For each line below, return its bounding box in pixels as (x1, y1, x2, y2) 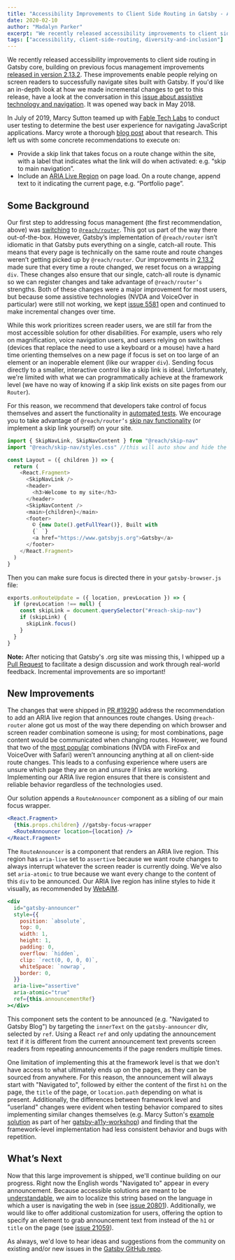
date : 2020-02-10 (7, 17, 58, 24)
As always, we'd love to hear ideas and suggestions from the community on (7, 1237, 226, 1245)
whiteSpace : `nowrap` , (20, 963, 86, 970)
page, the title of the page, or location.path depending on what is (7, 1088, 203, 1096)
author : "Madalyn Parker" (7, 23, 83, 30)
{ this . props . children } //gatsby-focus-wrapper (13, 822, 152, 829)
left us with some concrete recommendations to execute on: (7, 136, 180, 144)
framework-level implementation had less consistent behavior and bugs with (7, 1125, 227, 1133)
